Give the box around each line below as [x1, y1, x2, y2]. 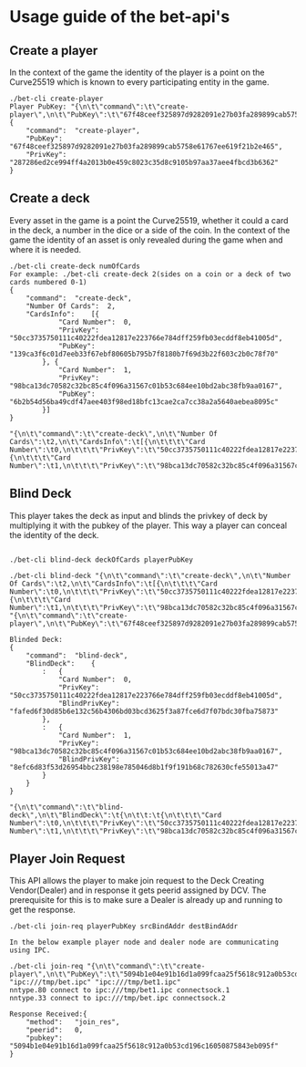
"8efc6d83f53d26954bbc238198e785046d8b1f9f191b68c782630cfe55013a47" [9, 762, 280, 772]
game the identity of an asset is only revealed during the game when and [9, 234, 284, 245]
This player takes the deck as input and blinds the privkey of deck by [9, 510, 269, 521]
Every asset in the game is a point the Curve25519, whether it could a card [9, 214, 289, 225]
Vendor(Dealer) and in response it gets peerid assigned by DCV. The [9, 885, 267, 896]
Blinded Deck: [9, 635, 64, 644]
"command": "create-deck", [25, 294, 132, 303]
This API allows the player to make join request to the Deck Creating [9, 875, 265, 886]
